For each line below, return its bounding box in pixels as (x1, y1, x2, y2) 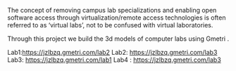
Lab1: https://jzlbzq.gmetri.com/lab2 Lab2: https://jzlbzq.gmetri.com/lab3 (7, 49, 218, 56)
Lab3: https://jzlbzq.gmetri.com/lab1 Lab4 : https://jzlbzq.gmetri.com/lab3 (7, 56, 222, 64)
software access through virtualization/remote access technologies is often (7, 13, 226, 22)
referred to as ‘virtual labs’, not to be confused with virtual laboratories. (7, 21, 213, 29)
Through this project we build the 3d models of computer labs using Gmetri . (7, 34, 230, 43)
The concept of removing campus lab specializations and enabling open (7, 6, 217, 14)
